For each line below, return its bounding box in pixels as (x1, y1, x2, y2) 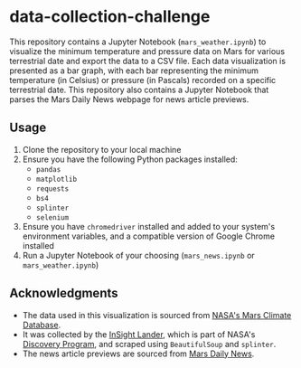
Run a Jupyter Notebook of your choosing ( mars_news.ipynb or (22, 250, 255, 260)
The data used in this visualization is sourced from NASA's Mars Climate (22, 309, 292, 320)
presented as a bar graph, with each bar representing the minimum (9, 65, 259, 76)
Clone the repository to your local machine (22, 144, 182, 155)
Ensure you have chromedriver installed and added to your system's (22, 221, 276, 231)
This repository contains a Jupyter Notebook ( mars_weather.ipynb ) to (9, 36, 267, 47)
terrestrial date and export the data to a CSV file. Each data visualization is (9, 55, 287, 66)
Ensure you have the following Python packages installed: (22, 154, 238, 165)
